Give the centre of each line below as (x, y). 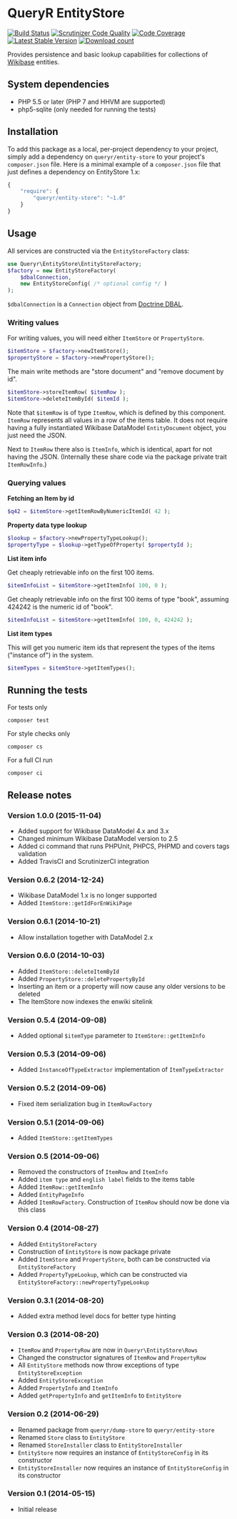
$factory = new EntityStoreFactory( (62, 270)
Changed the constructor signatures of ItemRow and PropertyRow (112, 1358)
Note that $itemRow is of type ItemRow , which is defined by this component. (117, 412)
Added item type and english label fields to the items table (106, 1180)
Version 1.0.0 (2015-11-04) (55, 815)
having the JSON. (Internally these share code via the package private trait (117, 457)
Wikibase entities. (34, 61)
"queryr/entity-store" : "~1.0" (80, 198)
